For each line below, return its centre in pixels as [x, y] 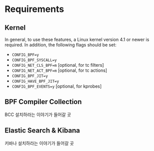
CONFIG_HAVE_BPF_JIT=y [35, 81]
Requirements [34, 9]
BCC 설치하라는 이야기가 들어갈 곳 [38, 114]
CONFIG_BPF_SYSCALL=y [34, 60]
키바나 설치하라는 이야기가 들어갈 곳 [39, 143]
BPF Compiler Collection [43, 102]
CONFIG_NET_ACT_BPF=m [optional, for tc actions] [60, 70]
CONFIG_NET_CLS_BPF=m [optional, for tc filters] [58, 65]
